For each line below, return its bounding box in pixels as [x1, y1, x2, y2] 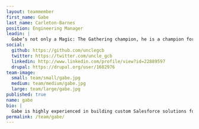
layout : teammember [6, 8, 54, 15]
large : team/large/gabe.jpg [11, 86, 81, 92]
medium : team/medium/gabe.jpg [11, 81, 86, 87]
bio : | [6, 102, 23, 109]
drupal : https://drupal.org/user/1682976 [11, 64, 115, 70]
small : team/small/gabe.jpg [11, 75, 81, 81]
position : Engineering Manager [6, 25, 84, 32]
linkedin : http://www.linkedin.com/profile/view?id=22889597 [11, 58, 166, 64]
